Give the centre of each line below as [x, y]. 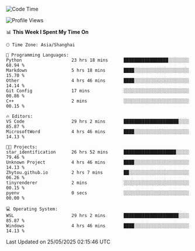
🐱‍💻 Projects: [22, 147]
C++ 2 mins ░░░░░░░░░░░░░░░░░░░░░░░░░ [98, 101]
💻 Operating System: [32, 209]
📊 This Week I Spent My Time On [47, 32]
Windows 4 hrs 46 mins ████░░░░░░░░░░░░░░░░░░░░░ [98, 226]
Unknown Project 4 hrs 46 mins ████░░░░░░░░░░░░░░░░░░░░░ [98, 162]
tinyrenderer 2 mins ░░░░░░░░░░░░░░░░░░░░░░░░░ [98, 183]
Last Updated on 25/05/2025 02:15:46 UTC [58, 242]
